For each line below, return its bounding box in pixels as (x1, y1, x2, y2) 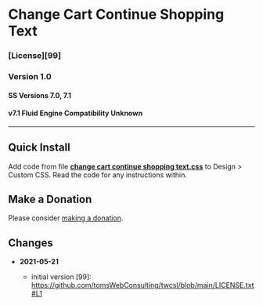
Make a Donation (8, 193, 92, 206)
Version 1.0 (8, 71, 52, 82)
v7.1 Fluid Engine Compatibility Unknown (8, 108, 143, 118)
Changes (8, 236, 53, 249)
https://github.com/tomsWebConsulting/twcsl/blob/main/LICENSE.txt (31, 281, 254, 290)
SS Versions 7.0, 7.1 (8, 90, 72, 100)
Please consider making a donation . (8, 213, 124, 223)
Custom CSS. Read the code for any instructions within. (8, 170, 188, 180)
